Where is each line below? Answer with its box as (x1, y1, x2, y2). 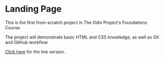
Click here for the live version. (5, 49, 65, 55)
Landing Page (5, 3, 62, 15)
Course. (5, 24, 21, 30)
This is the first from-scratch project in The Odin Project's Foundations (5, 20, 147, 25)
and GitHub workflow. (5, 39, 49, 45)
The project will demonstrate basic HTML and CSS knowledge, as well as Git (5, 34, 159, 40)
